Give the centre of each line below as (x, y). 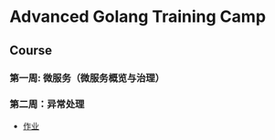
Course (31, 50)
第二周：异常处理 (47, 105)
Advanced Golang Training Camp (138, 17)
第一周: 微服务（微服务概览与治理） (87, 77)
